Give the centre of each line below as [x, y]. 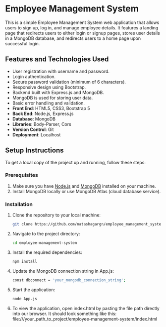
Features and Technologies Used [57, 59]
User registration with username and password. [61, 71]
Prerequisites [22, 175]
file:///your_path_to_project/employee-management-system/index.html [85, 319]
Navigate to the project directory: [46, 234]
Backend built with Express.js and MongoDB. [58, 92]
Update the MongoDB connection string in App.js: [63, 271]
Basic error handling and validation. [49, 103]
